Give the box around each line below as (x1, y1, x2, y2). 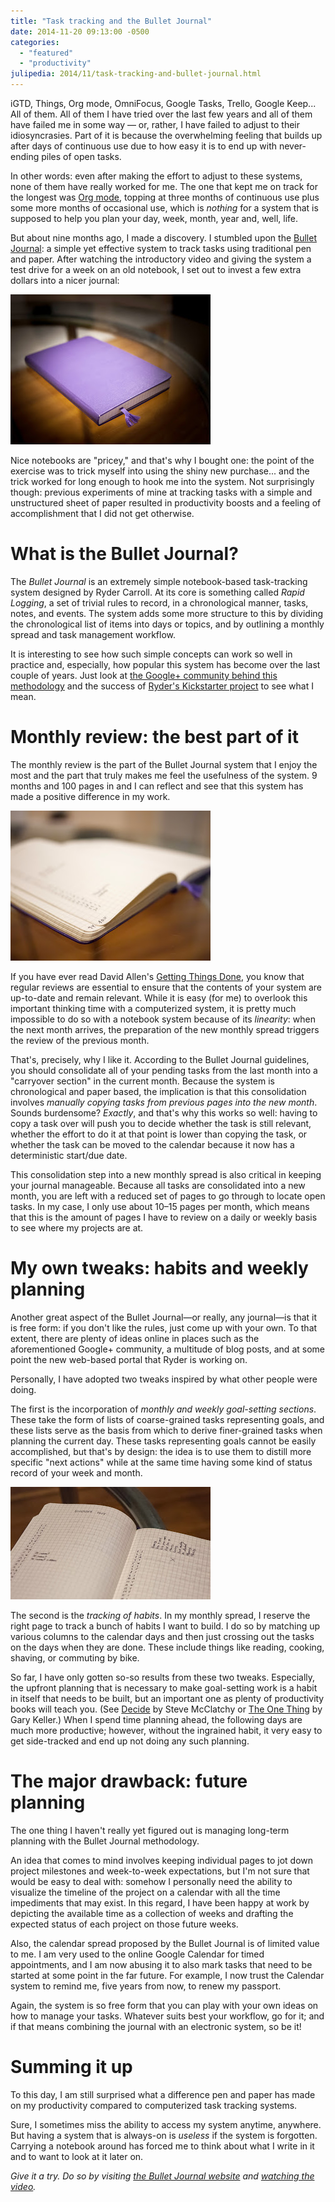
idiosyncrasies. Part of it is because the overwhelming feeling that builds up (10, 130, 323, 141)
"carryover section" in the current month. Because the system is (10, 1075, 275, 1087)
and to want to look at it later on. (10, 2150, 144, 2162)
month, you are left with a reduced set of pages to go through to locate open (10, 1190, 326, 1202)
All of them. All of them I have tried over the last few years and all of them (10, 108, 313, 120)
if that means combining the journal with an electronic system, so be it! (10, 2020, 302, 2032)
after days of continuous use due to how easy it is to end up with (10, 140, 278, 152)
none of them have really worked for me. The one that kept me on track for (10, 181, 318, 192)
